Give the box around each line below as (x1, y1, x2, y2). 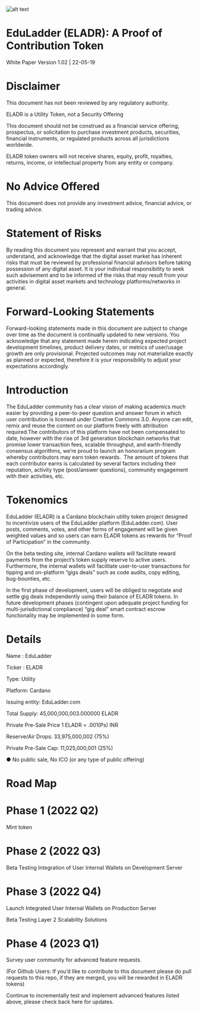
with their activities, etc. (6, 473, 65, 480)
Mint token (6, 823, 33, 830)
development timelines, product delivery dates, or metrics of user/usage (6, 344, 183, 351)
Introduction (6, 383, 69, 396)
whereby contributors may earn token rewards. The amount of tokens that (6, 453, 189, 461)
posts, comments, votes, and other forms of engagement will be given (6, 525, 178, 533)
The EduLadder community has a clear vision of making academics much (6, 403, 186, 410)
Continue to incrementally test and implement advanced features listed (6, 992, 179, 999)
